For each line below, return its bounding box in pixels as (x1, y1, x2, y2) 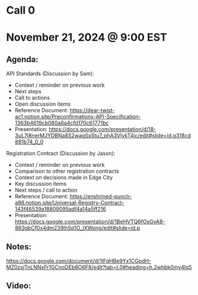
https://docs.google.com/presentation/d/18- (48, 126, 157, 133)
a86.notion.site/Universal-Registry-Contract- (14, 199, 124, 207)
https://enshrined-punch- (69, 193, 132, 200)
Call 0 (6, 4, 36, 17)
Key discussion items (14, 180, 67, 188)
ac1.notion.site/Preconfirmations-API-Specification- (14, 113, 141, 120)
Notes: (6, 242, 31, 252)
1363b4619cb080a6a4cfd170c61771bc (14, 119, 109, 126)
